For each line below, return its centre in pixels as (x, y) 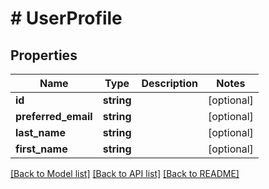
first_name (41, 149)
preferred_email (54, 116)
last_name (40, 132)
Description (169, 83)
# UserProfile (66, 18)
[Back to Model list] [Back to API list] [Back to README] (125, 173)
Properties (44, 55)
